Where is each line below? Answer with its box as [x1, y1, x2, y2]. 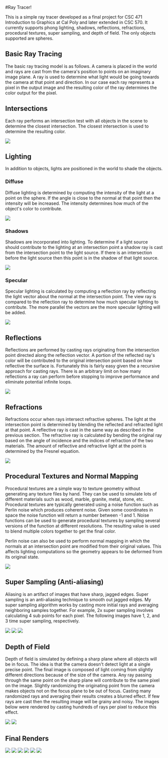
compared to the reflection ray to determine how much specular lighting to [5, 299, 159, 305]
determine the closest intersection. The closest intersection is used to [5, 123, 149, 129]
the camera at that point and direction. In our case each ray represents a [5, 79, 154, 85]
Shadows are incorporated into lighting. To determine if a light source [5, 239, 148, 245]
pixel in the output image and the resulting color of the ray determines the [5, 84, 157, 90]
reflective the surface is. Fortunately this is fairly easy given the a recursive [5, 363, 160, 369]
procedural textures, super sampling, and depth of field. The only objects [5, 30, 156, 36]
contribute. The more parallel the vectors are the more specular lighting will [5, 304, 160, 310]
